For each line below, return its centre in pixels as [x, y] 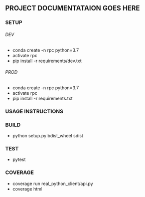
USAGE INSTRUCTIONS [34, 111]
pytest [19, 159]
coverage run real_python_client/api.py [53, 183]
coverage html [27, 189]
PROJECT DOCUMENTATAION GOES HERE [72, 8]
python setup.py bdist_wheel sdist [48, 135]
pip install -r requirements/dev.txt [47, 61]
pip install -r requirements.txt [42, 98]
